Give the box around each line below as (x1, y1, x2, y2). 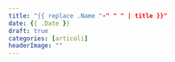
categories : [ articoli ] (8, 34, 89, 43)
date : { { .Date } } (8, 19, 70, 27)
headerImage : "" (8, 42, 63, 50)
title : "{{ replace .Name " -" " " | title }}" (8, 11, 168, 20)
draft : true (8, 27, 48, 35)
